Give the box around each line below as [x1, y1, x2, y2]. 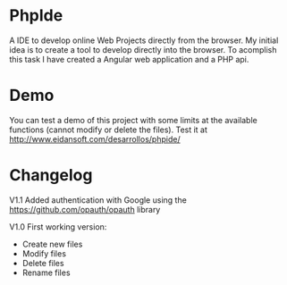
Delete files [21, 257, 64, 268]
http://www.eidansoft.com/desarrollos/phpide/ [9, 133, 181, 144]
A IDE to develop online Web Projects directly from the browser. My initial [9, 35, 279, 46]
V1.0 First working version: [9, 221, 107, 232]
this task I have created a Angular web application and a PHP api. [9, 54, 249, 64]
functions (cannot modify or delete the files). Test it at [9, 124, 208, 135]
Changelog [9, 165, 93, 186]
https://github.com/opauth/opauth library [9, 204, 161, 214]
